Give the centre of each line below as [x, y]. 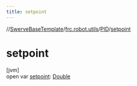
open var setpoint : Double [38, 76]
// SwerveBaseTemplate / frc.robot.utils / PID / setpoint [68, 29]
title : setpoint [26, 12]
